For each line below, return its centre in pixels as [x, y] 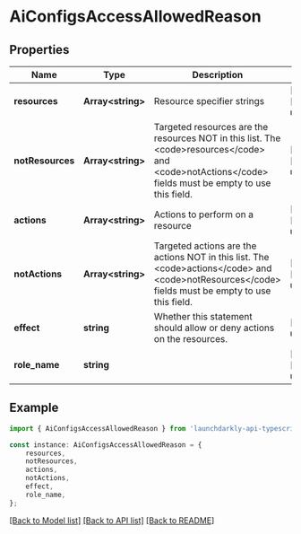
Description [218, 75]
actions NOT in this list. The [211, 257]
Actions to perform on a [203, 214]
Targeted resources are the [211, 127]
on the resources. [191, 339]
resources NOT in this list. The [217, 138]
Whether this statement [203, 316]
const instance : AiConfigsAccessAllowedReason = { [106, 445]
